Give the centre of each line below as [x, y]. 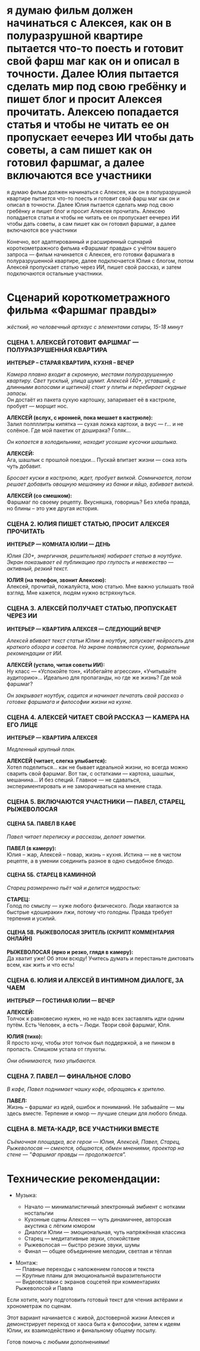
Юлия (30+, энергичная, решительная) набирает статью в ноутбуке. [95, 556]
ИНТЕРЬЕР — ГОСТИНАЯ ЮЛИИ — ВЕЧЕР [61, 1000]
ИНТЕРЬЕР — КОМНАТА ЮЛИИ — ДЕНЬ [59, 544]
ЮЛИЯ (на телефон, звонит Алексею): [57, 580]
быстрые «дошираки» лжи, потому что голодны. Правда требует [90, 912]
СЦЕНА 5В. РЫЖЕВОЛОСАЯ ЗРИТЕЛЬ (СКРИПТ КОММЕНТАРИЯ [91, 932]
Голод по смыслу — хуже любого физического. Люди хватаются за [93, 906]
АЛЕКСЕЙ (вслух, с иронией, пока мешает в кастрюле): [80, 418]
